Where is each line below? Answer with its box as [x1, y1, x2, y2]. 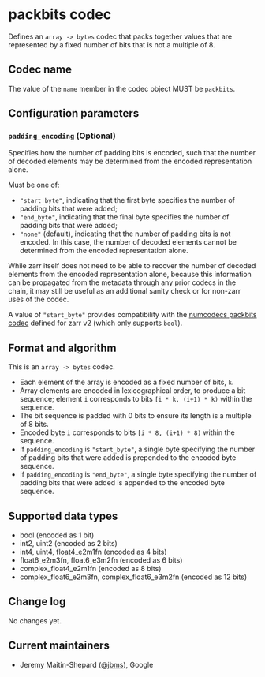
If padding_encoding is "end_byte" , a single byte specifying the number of [19, 469, 257, 479]
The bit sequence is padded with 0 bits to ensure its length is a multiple [19, 411, 252, 421]
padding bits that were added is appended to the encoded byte [19, 478, 226, 488]
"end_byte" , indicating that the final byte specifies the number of [19, 212, 230, 222]
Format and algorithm [8, 341, 117, 354]
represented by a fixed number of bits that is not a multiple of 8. [8, 39, 215, 49]
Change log [8, 595, 66, 608]
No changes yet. [8, 615, 62, 625]
